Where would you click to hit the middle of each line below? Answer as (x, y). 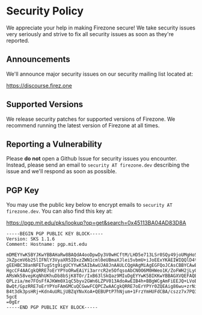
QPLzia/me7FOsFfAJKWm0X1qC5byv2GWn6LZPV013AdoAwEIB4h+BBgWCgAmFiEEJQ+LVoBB (103, 281)
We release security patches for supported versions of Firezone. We (91, 119)
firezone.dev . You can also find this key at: (60, 211)
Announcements (38, 59)
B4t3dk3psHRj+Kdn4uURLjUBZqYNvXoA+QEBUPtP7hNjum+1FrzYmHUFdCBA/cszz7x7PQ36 (103, 292)
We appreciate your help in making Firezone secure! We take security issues (101, 28)
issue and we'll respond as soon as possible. (62, 171)
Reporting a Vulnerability (54, 144)
